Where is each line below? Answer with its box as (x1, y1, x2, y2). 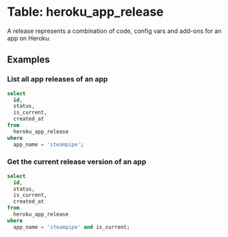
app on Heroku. (7, 34, 51, 42)
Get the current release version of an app (7, 157, 147, 166)
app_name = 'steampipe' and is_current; (13, 223, 130, 230)
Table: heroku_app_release (7, 4, 164, 20)
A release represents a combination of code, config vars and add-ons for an (7, 27, 222, 35)
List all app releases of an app (7, 75, 108, 84)
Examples (7, 54, 50, 66)
